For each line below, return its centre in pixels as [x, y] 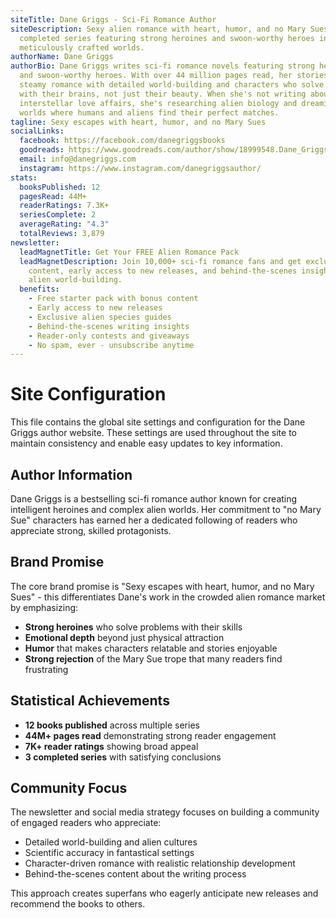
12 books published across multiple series [112, 725]
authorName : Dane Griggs [62, 57]
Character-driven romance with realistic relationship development [160, 863]
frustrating [46, 669]
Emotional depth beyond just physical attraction [124, 637]
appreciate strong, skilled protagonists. [91, 530]
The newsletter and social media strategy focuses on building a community [165, 812]
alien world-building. [75, 280]
